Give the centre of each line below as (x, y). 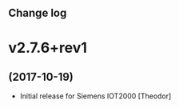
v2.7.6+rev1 (48, 48)
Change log (38, 13)
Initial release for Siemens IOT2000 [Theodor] (95, 96)
